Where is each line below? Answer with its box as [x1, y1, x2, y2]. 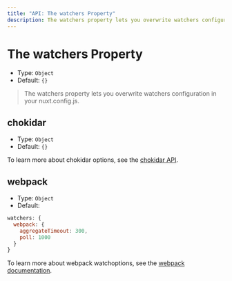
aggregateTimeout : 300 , [19, 227, 88, 234]
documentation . [7, 267, 52, 275]
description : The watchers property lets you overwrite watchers [7, 17, 199, 23]
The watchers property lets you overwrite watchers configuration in [23, 90, 217, 98]
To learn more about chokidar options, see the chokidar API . [7, 156, 178, 164]
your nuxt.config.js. [23, 97, 80, 105]
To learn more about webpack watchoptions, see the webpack [7, 259, 185, 267]
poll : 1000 [19, 233, 51, 241]
